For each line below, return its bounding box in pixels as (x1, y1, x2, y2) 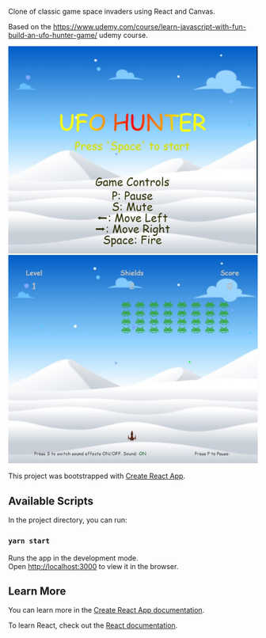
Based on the (8, 22, 51, 31)
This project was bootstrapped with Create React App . (8, 471, 186, 481)
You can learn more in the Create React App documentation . (8, 606, 205, 615)
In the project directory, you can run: (8, 515, 127, 525)
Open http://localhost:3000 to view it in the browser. (8, 561, 179, 571)
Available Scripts (8, 494, 93, 507)
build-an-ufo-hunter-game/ (8, 31, 97, 40)
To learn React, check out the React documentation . (8, 621, 178, 630)
